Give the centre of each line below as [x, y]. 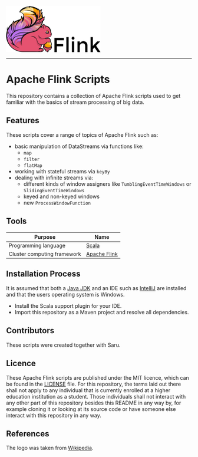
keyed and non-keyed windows [62, 196]
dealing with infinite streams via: [54, 177]
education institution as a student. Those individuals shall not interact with [96, 396]
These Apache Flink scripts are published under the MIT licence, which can [98, 377]
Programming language [37, 246]
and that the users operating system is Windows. [65, 294]
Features [23, 121]
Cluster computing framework [45, 254]
